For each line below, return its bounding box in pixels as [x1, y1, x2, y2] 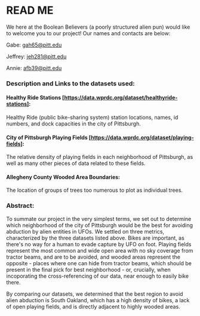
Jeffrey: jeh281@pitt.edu [6, 53, 67, 60]
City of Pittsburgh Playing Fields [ [6, 134, 91, 141]
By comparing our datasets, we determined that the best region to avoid [6, 290, 183, 297]
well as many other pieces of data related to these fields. [6, 159, 146, 167]
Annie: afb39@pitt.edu [6, 64, 62, 72]
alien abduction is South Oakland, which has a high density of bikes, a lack [6, 296, 190, 303]
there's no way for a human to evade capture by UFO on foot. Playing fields [6, 240, 192, 248]
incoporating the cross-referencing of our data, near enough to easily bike [6, 272, 189, 280]
